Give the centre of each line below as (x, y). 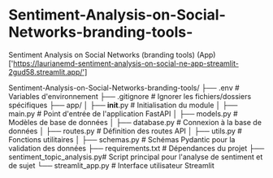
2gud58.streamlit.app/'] (48, 72)
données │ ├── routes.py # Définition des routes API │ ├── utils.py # (125, 131)
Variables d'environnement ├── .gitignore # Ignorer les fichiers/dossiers (130, 96)
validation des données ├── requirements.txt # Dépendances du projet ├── (136, 148)
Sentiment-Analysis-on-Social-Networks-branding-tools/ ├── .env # (124, 88)
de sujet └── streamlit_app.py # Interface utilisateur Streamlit (112, 165)
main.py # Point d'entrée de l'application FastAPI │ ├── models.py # (123, 113)
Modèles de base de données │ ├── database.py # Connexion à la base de (135, 122)
